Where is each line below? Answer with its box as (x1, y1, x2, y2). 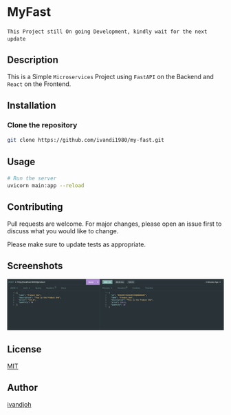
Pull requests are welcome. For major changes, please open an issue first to (7, 220, 222, 228)
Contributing (7, 201, 63, 213)
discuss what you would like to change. (7, 226, 119, 235)
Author (7, 382, 38, 394)
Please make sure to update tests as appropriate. (7, 240, 146, 248)
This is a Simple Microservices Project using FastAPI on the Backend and (7, 72, 214, 81)
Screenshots (7, 260, 63, 272)
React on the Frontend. (7, 80, 71, 88)
